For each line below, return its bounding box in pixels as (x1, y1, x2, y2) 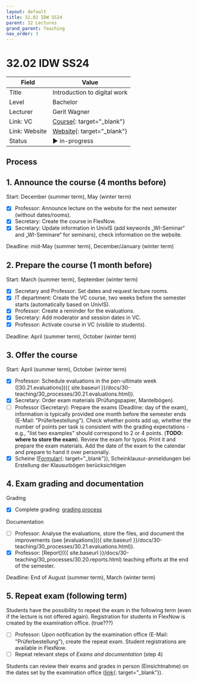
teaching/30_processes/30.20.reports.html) (14, 556, 122, 563)
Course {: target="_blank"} (52, 118, 125, 126)
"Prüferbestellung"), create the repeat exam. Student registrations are (14, 638, 186, 645)
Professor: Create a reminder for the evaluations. (14, 307, 135, 314)
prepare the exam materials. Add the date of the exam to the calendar (14, 442, 186, 449)
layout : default (6, 8, 46, 15)
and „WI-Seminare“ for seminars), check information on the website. (14, 231, 183, 239)
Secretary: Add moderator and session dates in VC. (14, 314, 141, 321)
